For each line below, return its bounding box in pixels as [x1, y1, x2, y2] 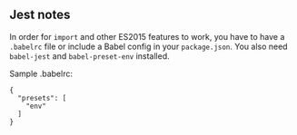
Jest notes [9, 7, 71, 23]
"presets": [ [17, 93, 67, 102]
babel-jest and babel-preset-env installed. [9, 50, 170, 62]
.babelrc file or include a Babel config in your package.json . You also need [9, 41, 288, 52]
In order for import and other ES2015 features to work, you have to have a [9, 31, 285, 42]
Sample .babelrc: [9, 68, 73, 79]
